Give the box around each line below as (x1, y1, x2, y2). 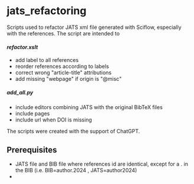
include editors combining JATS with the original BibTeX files (15, 104, 163, 111)
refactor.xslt (6, 43, 38, 51)
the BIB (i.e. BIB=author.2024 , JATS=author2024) (15, 166, 137, 173)
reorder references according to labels (15, 63, 110, 70)
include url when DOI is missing (15, 116, 92, 123)
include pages (15, 110, 50, 117)
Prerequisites (6, 144, 57, 155)
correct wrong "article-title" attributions (15, 69, 111, 76)
